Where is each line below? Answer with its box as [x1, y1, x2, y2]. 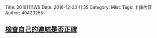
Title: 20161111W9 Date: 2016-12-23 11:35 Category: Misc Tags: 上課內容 [5, 4, 153, 10]
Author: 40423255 [5, 10, 43, 16]
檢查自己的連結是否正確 [5, 25, 77, 34]
